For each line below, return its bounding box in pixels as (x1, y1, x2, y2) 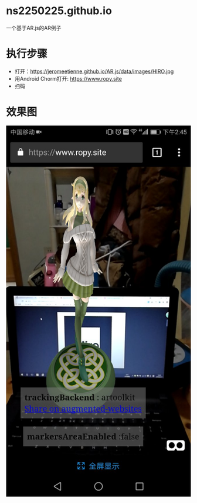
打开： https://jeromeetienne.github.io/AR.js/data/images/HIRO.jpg (14, 68, 174, 75)
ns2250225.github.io (6, 4, 113, 18)
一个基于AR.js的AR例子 (6, 24, 62, 31)
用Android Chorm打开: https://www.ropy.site (14, 75, 122, 82)
